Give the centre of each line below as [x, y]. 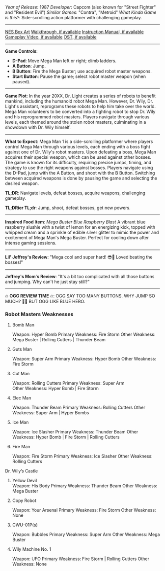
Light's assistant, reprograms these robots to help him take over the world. [81, 106]
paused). [21, 82]
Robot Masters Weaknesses [39, 314]
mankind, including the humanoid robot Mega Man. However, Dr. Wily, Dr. [79, 101]
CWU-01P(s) [25, 525]
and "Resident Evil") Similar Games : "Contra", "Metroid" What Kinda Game [81, 12]
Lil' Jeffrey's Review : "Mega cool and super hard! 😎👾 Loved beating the [79, 257]
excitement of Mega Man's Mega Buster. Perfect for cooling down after [77, 238]
